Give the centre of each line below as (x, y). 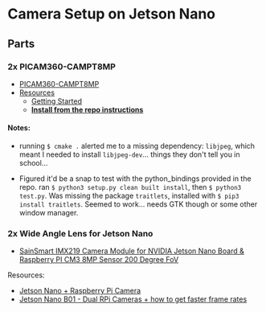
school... (33, 163)
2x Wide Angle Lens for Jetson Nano (80, 234)
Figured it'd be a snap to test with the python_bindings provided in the (135, 179)
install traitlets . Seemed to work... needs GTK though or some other (138, 204)
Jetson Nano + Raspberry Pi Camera (80, 291)
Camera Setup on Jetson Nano (112, 14)
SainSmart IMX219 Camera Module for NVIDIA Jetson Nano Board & (131, 251)
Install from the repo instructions (87, 109)
